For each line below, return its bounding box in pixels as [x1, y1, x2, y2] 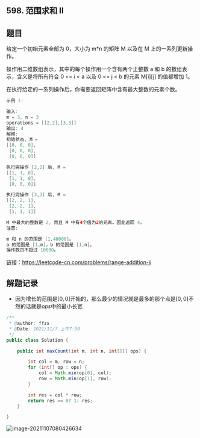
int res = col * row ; [28, 392, 83, 398]
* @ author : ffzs [8, 321, 50, 327]
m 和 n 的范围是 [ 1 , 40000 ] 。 [6, 236, 74, 242]
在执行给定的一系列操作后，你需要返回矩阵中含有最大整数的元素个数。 [6, 86, 181, 93]
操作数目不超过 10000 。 [6, 247, 59, 253]
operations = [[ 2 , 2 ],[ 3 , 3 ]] [6, 120, 77, 126]
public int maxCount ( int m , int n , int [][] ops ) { [17, 348, 147, 354]
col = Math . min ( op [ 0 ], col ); [38, 370, 112, 376]
